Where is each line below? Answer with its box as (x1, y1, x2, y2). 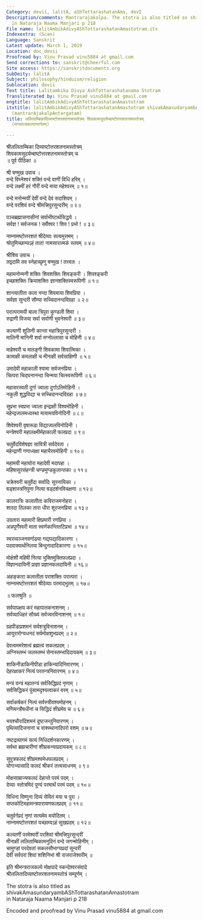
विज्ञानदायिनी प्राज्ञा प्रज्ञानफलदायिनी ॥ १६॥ (6, 561, 88, 568)
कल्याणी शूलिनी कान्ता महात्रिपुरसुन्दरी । (6, 327, 82, 335)
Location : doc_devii (6, 48, 59, 54)
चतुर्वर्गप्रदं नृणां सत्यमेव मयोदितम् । (6, 812, 71, 820)
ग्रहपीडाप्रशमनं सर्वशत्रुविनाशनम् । (6, 623, 68, 630)
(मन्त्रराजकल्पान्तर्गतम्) (11, 122, 50, 128)
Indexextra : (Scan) (6, 31, 56, 38)
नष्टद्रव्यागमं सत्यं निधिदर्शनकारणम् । (6, 737, 75, 744)
